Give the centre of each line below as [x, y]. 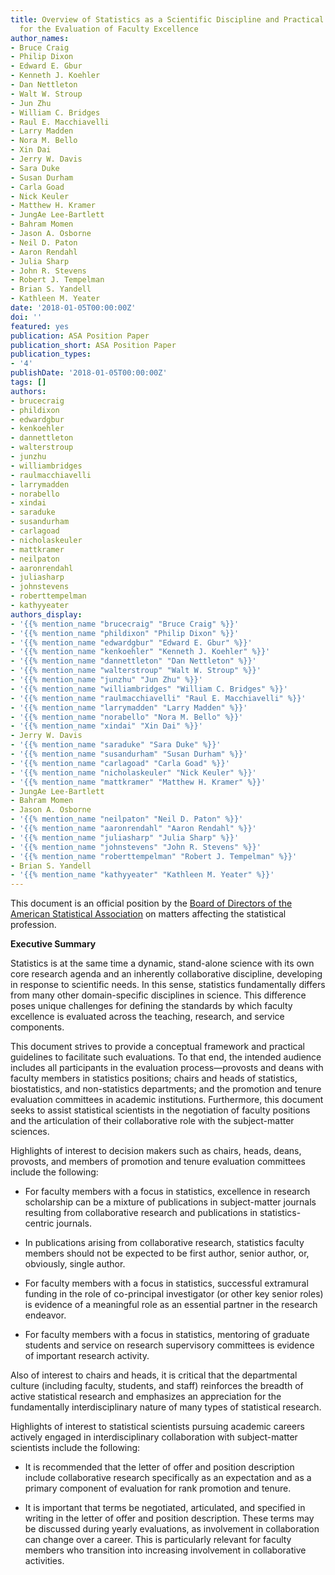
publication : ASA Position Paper [80, 336]
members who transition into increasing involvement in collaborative [165, 1550]
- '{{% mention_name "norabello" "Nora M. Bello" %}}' [127, 717]
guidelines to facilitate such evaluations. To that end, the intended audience [166, 1057]
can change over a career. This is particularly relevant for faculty [158, 1540]
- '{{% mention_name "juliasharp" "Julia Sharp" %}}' [125, 837]
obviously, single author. [75, 1264]
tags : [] [28, 382]
